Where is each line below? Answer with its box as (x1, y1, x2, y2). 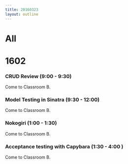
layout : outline (5, 12, 38, 17)
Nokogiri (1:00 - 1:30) (5, 120, 57, 127)
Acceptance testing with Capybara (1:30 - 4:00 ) (5, 143, 124, 150)
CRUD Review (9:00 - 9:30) (5, 73, 72, 80)
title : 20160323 (5, 7, 38, 12)
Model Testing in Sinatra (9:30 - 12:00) (5, 96, 100, 103)
